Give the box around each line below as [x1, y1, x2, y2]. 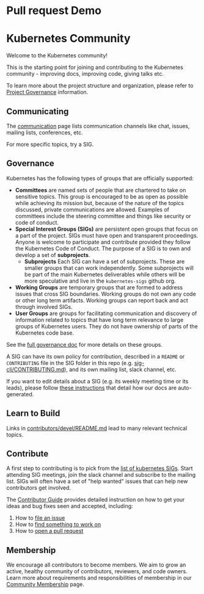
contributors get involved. [6, 484, 71, 491]
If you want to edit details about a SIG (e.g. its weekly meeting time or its [6, 377, 189, 385]
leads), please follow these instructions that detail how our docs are [6, 384, 177, 391]
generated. [6, 390, 34, 397]
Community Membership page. [6, 581, 84, 588]
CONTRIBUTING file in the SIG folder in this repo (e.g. [6, 359, 133, 366]
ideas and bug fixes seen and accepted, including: [6, 502, 133, 510]
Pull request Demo [6, 4, 102, 18]
